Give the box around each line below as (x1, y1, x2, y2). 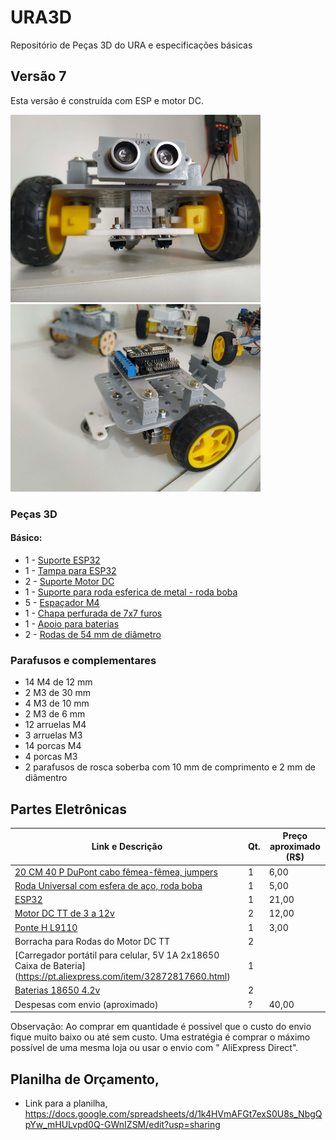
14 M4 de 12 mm (24, 676, 93, 688)
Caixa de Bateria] (14, 960, 86, 972)
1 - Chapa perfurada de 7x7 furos (24, 607, 163, 619)
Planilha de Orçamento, (10, 1071, 160, 1088)
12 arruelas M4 (24, 719, 87, 731)
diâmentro (24, 772, 68, 784)
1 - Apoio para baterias (24, 617, 120, 630)
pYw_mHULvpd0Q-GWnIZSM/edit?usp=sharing (24, 1119, 221, 1131)
